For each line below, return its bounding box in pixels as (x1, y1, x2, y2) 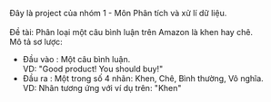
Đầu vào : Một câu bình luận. (22, 54, 131, 64)
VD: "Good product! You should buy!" (22, 63, 164, 74)
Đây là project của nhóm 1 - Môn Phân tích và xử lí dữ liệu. (9, 8, 227, 18)
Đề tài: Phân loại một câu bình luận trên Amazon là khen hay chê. (9, 27, 253, 37)
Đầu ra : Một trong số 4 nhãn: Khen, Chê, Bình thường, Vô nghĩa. (22, 73, 264, 84)
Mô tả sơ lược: (9, 36, 64, 47)
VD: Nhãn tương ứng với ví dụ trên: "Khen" (22, 83, 182, 93)
